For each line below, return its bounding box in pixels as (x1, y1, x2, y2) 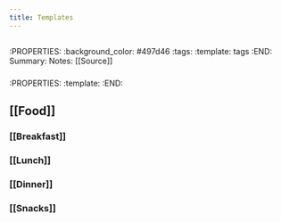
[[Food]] (9, 103, 56, 119)
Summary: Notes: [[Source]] (9, 55, 113, 67)
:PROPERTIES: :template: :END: (9, 78, 123, 88)
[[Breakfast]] (9, 130, 67, 143)
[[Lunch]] (9, 154, 52, 167)
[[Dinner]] (9, 178, 54, 191)
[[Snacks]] (9, 202, 56, 215)
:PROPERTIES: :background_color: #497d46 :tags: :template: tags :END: (9, 46, 273, 57)
